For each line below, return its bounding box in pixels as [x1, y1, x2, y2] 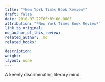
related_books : [5, 40, 37, 45]
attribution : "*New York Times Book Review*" [5, 21, 101, 26]
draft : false [5, 12, 32, 17]
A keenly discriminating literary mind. [5, 72, 81, 78]
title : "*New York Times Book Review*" [5, 7, 88, 12]
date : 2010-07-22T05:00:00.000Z [5, 16, 72, 21]
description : [5, 48, 32, 54]
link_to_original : [5, 26, 43, 31]
